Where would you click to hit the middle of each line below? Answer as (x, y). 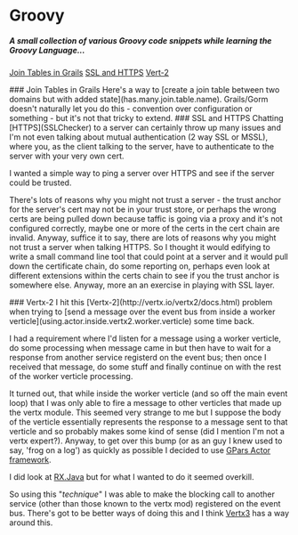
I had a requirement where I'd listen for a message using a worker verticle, (145, 338)
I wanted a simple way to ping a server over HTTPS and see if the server (142, 174)
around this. (31, 523)
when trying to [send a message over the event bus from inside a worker (142, 312)
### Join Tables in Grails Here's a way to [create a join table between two (145, 90)
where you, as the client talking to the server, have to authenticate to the (141, 147)
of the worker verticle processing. (71, 377)
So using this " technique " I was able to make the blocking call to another (142, 494)
